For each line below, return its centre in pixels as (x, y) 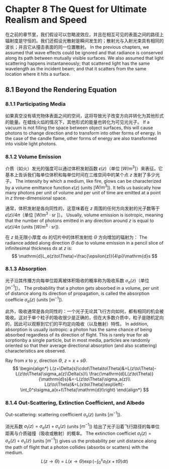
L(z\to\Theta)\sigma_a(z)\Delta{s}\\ (52, 374)
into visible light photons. (31, 144)
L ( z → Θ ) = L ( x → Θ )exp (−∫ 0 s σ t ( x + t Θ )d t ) (84, 461)
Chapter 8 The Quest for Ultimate (76, 9)
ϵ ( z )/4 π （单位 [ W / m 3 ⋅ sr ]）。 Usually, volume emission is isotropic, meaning (84, 214)
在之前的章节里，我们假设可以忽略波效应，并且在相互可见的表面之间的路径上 (84, 34)
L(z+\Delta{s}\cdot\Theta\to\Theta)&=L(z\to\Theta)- (103, 368)
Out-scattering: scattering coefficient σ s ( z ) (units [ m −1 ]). (63, 415)
